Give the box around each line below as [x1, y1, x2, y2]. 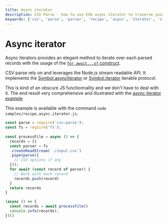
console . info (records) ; [9, 208, 59, 213]
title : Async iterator [5, 7, 52, 13]
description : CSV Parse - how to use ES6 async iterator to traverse [5, 12, 153, 17]
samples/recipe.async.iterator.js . [5, 111, 78, 117]
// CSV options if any [14, 157, 61, 163]
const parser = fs [9, 143, 48, 148]
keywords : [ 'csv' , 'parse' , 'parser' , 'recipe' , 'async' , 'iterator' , [5, 17, 155, 22]
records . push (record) [14, 176, 59, 181]
